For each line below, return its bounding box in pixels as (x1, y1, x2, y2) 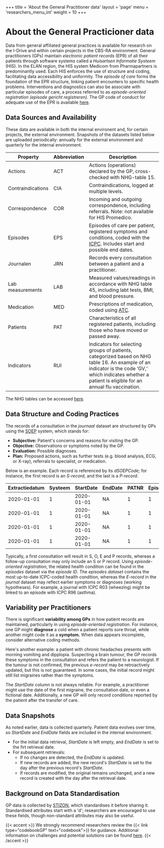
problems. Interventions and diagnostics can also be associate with (5, 84, 141, 90)
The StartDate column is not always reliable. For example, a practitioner (5, 682, 149, 688)
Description (109, 153, 137, 160)
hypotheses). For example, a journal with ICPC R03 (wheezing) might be (5, 584, 150, 590)
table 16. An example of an (89, 359, 151, 366)
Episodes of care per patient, (89, 222, 155, 228)
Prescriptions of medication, (89, 301, 154, 307)
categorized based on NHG (89, 353, 151, 359)
